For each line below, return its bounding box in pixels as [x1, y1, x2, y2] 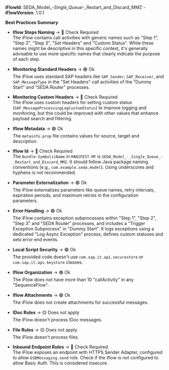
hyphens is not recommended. [12, 169, 77, 175]
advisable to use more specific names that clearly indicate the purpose [12, 51, 160, 57]
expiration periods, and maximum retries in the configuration [12, 192, 139, 198]
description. [12, 138, 38, 144]
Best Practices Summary [5, 20, 59, 25]
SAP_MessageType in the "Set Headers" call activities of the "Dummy [12, 79, 152, 85]
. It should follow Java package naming [67, 159, 148, 165]
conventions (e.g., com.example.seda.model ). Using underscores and [12, 164, 154, 170]
